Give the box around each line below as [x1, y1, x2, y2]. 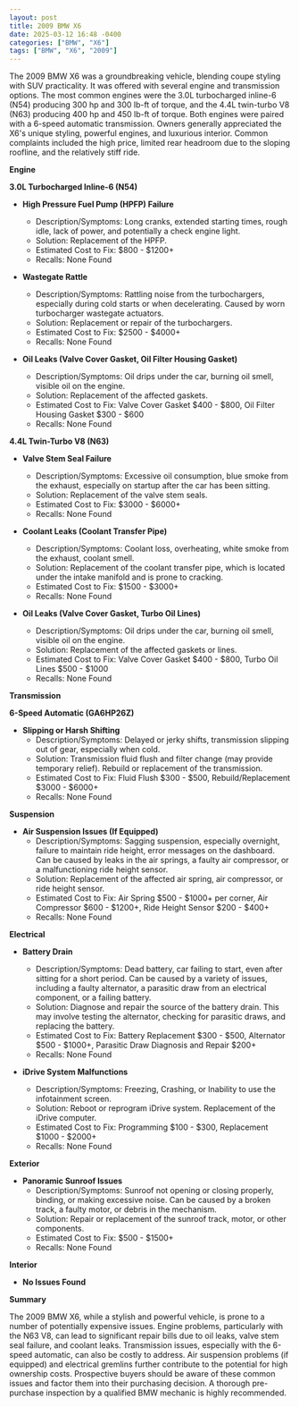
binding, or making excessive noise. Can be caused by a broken [35, 1195, 271, 1206]
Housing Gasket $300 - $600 [35, 409, 145, 420]
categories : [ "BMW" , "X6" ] [9, 38, 110, 47]
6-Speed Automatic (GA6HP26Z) [9, 708, 135, 718]
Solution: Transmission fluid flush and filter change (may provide [35, 753, 274, 765]
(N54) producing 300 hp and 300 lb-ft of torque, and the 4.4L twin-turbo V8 [9, 99, 290, 110]
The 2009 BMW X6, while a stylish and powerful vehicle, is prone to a [9, 1311, 265, 1322]
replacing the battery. [35, 1021, 115, 1031]
